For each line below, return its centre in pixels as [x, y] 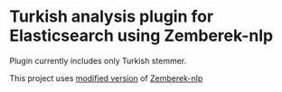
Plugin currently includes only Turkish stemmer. [98, 60]
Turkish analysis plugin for [112, 17]
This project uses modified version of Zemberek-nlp [106, 78]
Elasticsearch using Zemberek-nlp [141, 36]
